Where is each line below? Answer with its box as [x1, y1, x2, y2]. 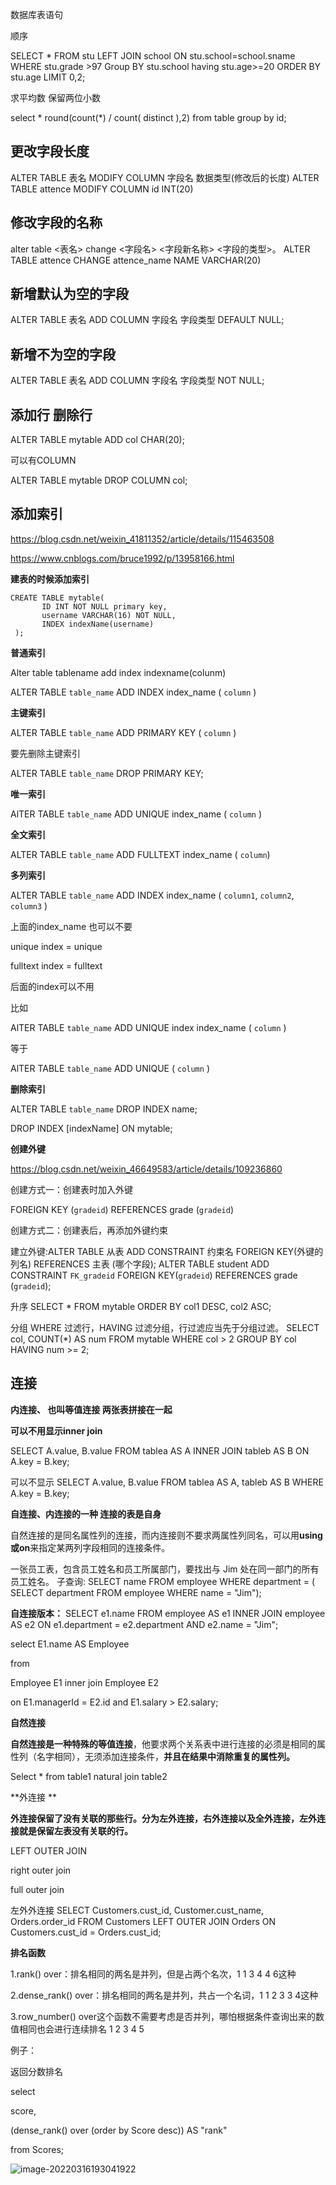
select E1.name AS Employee [10, 1638, 130, 1650]
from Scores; [10, 2143, 65, 2155]
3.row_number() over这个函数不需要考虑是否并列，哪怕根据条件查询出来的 [10, 2010, 316, 2022]
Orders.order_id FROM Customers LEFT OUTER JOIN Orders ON [10, 1915, 277, 1927]
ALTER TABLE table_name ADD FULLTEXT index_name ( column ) [10, 848, 271, 860]
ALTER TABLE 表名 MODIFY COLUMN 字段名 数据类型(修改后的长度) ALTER [10, 171, 320, 183]
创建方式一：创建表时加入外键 [10, 1183, 133, 1195]
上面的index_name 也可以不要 [10, 920, 133, 932]
